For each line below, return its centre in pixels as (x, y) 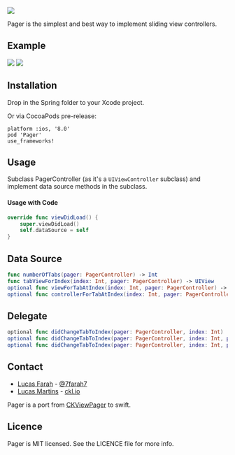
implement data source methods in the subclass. (77, 187)
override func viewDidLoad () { (53, 217)
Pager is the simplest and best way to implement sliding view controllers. (112, 24)
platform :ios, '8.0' (39, 129)
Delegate (27, 316)
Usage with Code (33, 203)
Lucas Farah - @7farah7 (52, 384)
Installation (32, 86)
